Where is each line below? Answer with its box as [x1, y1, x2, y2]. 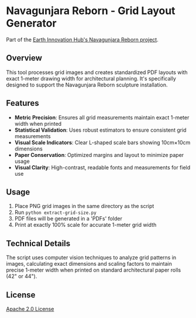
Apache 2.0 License [6, 306, 54, 312]
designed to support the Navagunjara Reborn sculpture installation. [6, 81, 168, 88]
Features [6, 98, 39, 108]
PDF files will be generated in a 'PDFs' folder [14, 215, 123, 222]
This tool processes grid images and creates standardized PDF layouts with [6, 69, 188, 76]
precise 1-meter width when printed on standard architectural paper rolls [6, 266, 181, 274]
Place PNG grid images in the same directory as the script [14, 203, 154, 210]
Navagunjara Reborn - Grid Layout [6, 4, 176, 18]
